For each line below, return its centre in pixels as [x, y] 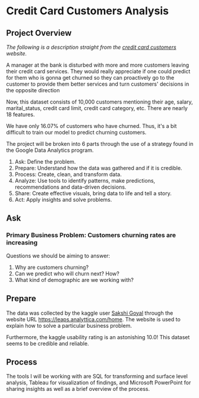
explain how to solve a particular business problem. [69, 325]
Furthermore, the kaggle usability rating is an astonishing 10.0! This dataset [98, 337]
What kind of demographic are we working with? [74, 280]
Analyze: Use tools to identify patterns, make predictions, [85, 181]
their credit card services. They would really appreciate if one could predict [98, 71]
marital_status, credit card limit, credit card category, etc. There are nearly [97, 108]
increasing [22, 243]
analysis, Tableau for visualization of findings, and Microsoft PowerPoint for [99, 383]
